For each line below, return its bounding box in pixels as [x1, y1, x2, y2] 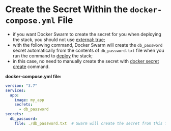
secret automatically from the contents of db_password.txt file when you [12, 47, 164, 53]
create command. [12, 63, 50, 70]
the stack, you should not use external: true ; [12, 37, 105, 43]
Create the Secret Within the [5, 4, 128, 15]
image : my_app [14, 97, 44, 103]
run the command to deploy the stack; [12, 52, 93, 59]
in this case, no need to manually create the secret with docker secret [12, 58, 159, 64]
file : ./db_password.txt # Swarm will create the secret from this [14, 121, 163, 126]
